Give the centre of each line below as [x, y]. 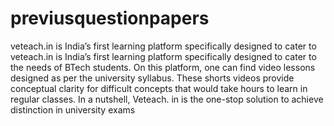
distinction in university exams [73, 109]
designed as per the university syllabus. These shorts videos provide [152, 78]
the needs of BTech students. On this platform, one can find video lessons [163, 67]
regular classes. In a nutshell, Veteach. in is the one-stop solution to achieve [167, 99]
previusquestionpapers [110, 18]
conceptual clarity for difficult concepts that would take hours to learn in [159, 88]
